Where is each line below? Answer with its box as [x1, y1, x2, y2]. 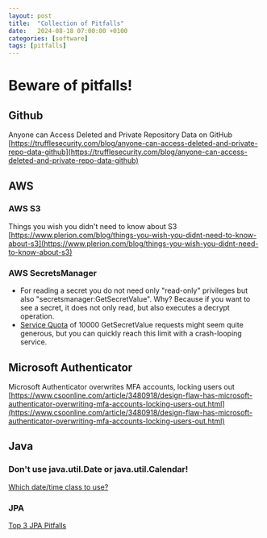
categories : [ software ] [8, 34, 89, 43]
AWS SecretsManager [8, 267, 97, 278]
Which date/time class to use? [8, 482, 109, 492]
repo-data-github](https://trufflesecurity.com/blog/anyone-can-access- [8, 147, 248, 157]
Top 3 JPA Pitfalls [8, 520, 67, 530]
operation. [19, 311, 55, 321]
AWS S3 [8, 203, 41, 215]
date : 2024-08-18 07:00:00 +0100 [8, 27, 128, 35]
